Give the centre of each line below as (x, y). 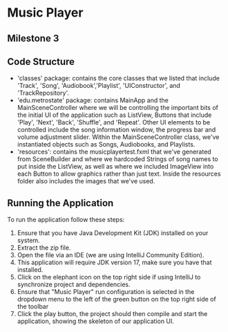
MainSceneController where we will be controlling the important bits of (118, 108)
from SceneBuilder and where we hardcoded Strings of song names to (118, 159)
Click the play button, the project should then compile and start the (112, 314)
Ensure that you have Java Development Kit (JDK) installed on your (113, 233)
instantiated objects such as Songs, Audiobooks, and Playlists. (106, 145)
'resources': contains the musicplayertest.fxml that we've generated (114, 152)
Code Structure (41, 61)
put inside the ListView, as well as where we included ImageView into (115, 167)
